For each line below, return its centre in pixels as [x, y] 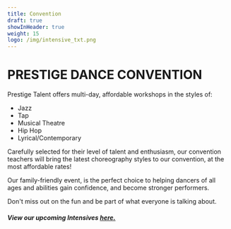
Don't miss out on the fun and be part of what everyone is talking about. [112, 202]
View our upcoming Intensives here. [61, 217]
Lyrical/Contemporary [49, 138]
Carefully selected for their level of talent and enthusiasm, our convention [114, 151]
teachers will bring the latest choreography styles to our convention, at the [116, 159]
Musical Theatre [41, 123]
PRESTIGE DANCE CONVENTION [105, 75]
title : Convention [34, 14]
